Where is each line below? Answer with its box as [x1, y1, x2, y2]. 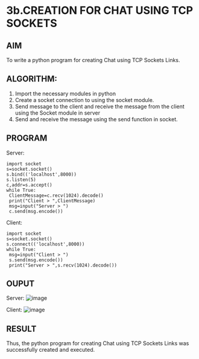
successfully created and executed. [6, 346, 95, 354]
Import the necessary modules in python [14, 90, 116, 97]
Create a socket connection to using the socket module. [14, 96, 154, 103]
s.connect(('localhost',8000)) [6, 241, 85, 247]
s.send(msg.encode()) [8, 257, 63, 263]
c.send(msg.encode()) [8, 208, 63, 214]
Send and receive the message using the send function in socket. [14, 115, 178, 122]
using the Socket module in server [14, 109, 101, 116]
